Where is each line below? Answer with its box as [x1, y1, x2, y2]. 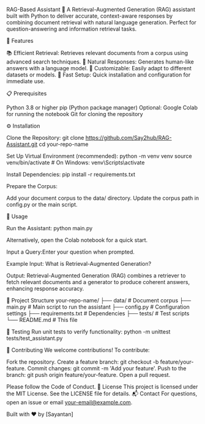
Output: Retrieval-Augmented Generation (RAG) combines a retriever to [6, 272, 186, 279]
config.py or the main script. [6, 201, 78, 208]
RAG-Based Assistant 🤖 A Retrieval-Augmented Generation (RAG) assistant [6, 6, 196, 13]
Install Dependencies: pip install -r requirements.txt [6, 171, 136, 178]
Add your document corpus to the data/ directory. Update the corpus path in [6, 194, 199, 202]
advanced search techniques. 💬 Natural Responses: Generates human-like [6, 58, 194, 65]
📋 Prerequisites [6, 90, 47, 97]
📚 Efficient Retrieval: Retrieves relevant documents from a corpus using [6, 49, 188, 56]
